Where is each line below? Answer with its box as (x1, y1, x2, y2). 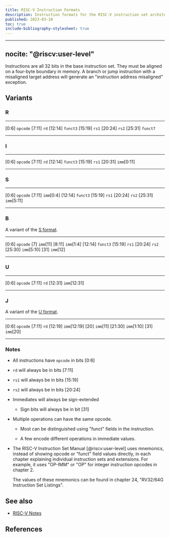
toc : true (5, 21, 26, 27)
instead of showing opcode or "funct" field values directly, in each (12, 451, 151, 457)
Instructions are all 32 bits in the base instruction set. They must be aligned (5, 63, 162, 69)
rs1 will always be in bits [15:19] (12, 377, 78, 383)
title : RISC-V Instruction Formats (5, 7, 80, 13)
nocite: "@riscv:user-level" (5, 50, 95, 58)
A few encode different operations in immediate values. (20, 435, 136, 442)
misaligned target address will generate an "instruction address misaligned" (5, 74, 163, 80)
